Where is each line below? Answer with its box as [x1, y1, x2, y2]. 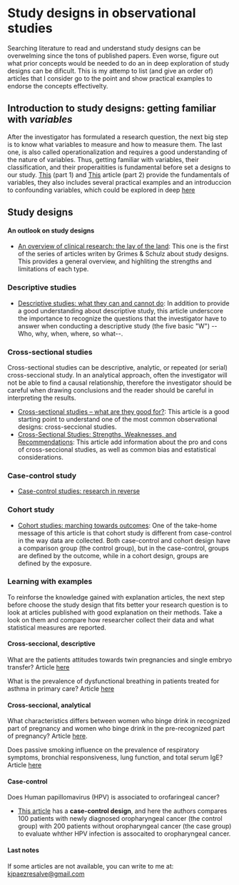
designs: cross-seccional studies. [17, 423, 117, 431]
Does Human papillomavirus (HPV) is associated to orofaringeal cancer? [7, 793, 220, 801]
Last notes [7, 846, 39, 854]
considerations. [17, 452, 64, 461]
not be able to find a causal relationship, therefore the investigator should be [7, 378, 232, 387]
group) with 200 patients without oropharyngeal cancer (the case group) [17, 822, 232, 831]
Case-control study [7, 470, 77, 480]
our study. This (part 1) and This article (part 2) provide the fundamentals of [7, 170, 230, 179]
